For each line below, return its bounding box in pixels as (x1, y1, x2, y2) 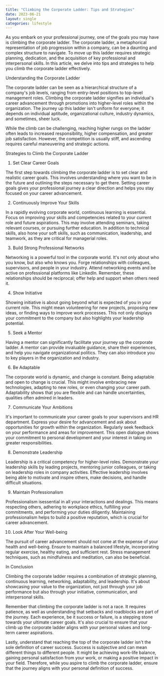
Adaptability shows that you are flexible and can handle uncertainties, (5, 390, 146, 395)
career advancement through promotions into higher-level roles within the (5, 100, 154, 106)
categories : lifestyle (5, 21, 52, 26)
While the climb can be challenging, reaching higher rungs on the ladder (5, 126, 151, 131)
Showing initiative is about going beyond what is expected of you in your (5, 300, 152, 306)
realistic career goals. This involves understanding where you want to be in (5, 175, 157, 181)
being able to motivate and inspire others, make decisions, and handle (5, 474, 146, 481)
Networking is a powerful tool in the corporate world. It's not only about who (5, 255, 159, 260)
